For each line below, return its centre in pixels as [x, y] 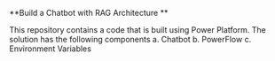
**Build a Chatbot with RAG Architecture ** [89, 13]
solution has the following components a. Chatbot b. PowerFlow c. [130, 39]
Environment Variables [50, 49]
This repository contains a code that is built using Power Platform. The [137, 30]
